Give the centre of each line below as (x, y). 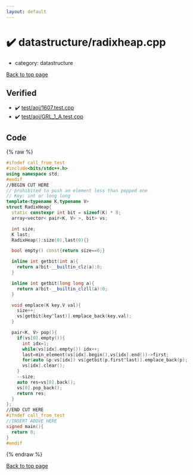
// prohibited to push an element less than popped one (77, 190)
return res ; (32, 393)
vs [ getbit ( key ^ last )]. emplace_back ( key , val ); (74, 316)
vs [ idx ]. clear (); (43, 366)
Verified (21, 93)
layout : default (26, 12)
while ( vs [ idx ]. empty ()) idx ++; (61, 349)
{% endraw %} (24, 454)
